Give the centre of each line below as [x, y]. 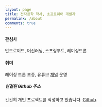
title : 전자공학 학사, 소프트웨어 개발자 [40, 14]
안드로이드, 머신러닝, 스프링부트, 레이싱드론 [46, 51]
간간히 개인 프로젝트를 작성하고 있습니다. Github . [51, 99]
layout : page [18, 9]
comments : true [20, 23]
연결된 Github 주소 [23, 86]
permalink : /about [24, 18]
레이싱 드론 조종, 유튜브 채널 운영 [36, 74]
